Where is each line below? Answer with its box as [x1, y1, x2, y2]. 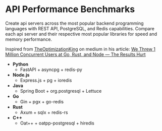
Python [12, 61, 29, 67]
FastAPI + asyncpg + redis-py [20, 67, 82, 73]
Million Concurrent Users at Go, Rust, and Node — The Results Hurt [5, 51, 146, 57]
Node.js [12, 72, 30, 78]
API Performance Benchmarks [5, 4, 135, 15]
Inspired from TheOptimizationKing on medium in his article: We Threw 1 [5, 46, 155, 52]
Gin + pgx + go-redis [20, 98, 64, 104]
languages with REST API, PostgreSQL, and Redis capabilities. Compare [5, 25, 155, 31]
